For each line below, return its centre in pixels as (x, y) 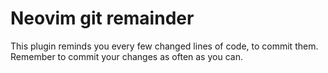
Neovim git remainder (102, 18)
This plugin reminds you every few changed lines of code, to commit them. (164, 46)
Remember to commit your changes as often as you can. (126, 56)
